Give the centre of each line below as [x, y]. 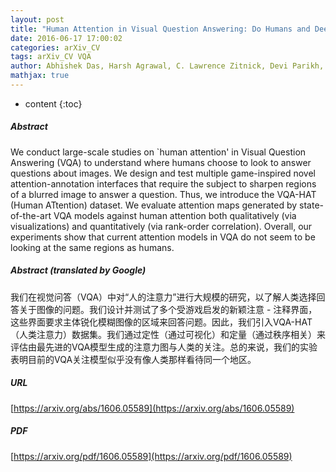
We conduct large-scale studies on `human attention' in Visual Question [158, 152]
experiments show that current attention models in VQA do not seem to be [163, 237]
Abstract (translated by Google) [78, 270]
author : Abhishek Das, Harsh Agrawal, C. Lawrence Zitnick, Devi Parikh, [167, 66]
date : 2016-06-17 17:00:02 [66, 38]
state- [312, 205]
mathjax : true [40, 76]
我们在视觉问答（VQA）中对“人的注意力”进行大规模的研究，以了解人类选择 [163, 297]
